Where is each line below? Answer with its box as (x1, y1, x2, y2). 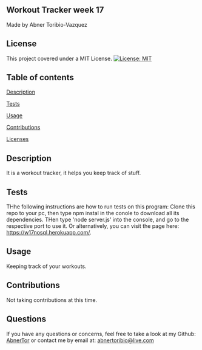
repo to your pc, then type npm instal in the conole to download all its (6, 210, 180, 217)
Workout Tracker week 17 (6, 5, 104, 15)
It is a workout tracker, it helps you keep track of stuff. (6, 170, 141, 177)
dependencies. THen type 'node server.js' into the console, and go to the (6, 216, 189, 224)
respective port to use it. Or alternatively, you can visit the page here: (6, 222, 180, 230)
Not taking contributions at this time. (6, 296, 98, 303)
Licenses (6, 136, 29, 143)
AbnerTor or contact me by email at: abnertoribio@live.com (6, 337, 154, 344)
